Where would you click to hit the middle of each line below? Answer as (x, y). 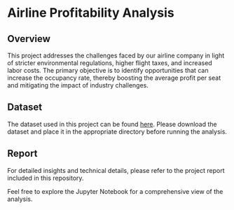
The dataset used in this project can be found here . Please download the (112, 124)
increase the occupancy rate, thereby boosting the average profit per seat (114, 78)
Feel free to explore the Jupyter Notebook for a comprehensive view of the (115, 191)
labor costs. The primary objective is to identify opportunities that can (108, 70)
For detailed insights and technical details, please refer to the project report (116, 170)
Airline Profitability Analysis (91, 13)
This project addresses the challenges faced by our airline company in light (116, 55)
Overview (29, 39)
